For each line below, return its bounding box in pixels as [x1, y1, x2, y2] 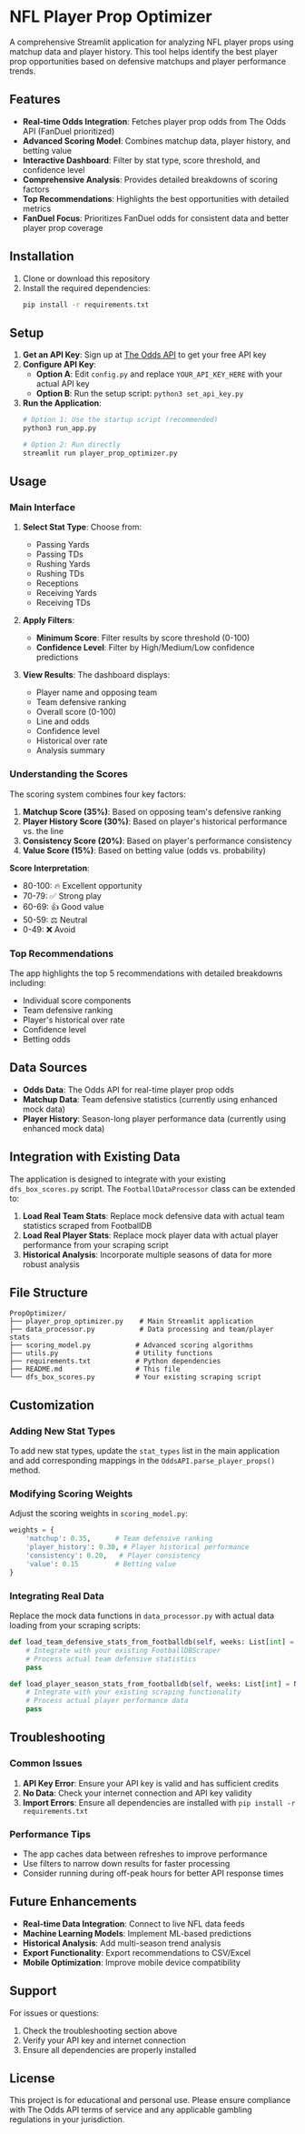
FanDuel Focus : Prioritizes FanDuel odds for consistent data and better [22, 212, 290, 224]
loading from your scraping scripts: [9, 1620, 141, 1630]
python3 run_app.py [22, 424, 97, 433]
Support [9, 1983, 57, 1998]
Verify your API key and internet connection [22, 2035, 186, 2046]
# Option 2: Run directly [22, 440, 121, 449]
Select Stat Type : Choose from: [22, 521, 143, 533]
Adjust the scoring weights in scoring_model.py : [9, 1508, 188, 1519]
